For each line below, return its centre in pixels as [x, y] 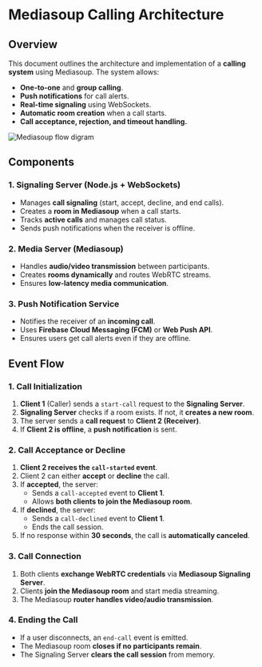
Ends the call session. [67, 527]
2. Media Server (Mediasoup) [66, 248]
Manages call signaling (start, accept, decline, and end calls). [122, 203]
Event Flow [36, 363]
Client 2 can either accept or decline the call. [95, 476]
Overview [33, 44]
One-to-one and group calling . [71, 87]
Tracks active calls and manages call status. [93, 219]
